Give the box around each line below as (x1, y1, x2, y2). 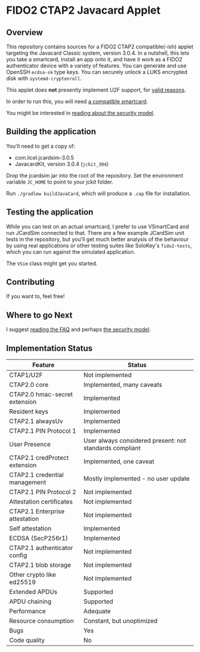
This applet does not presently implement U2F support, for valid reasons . (6, 86, 186, 93)
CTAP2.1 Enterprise (9, 507, 65, 516)
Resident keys (9, 408, 49, 416)
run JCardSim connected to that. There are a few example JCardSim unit (6, 229, 185, 236)
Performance (9, 607, 46, 616)
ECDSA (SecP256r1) (9, 534, 68, 542)
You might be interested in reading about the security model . (6, 110, 155, 116)
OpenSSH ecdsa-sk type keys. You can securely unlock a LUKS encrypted (6, 69, 187, 75)
